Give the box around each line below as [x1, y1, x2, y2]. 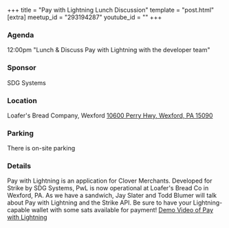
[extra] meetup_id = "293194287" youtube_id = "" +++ [7, 13, 162, 21]
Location [7, 95, 38, 105]
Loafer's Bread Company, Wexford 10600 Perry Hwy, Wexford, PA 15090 [7, 111, 213, 119]
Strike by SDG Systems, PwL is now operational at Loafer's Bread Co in [7, 184, 209, 192]
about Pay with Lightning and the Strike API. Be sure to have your [7, 198, 192, 207]
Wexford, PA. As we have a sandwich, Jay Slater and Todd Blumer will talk [7, 192, 217, 200]
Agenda [7, 30, 34, 40]
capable [7, 206, 30, 214]
